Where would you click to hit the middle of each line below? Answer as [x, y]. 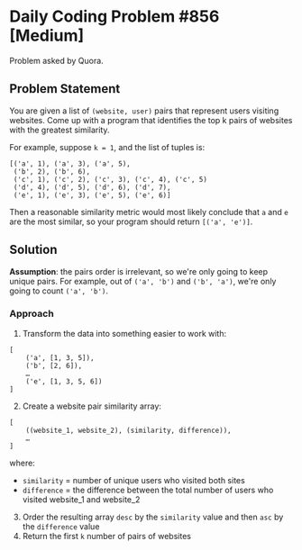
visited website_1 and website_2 [81, 499]
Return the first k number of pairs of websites [107, 536]
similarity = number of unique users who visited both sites [133, 480]
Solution [33, 250]
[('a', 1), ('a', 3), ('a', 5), [70, 164]
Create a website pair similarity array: [92, 406]
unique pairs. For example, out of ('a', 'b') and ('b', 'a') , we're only [143, 281]
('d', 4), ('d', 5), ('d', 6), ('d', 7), [92, 187]
